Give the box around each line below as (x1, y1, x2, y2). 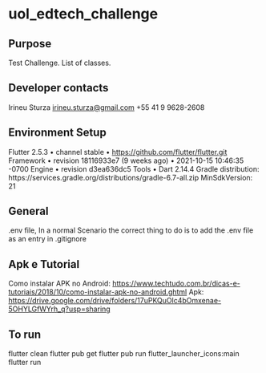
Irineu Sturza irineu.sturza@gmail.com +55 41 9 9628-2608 (8, 102, 205, 112)
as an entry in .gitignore (8, 234, 87, 244)
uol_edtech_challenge (8, 5, 159, 23)
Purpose (8, 37, 52, 51)
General (8, 205, 50, 218)
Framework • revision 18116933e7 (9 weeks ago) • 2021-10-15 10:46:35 (8, 156, 244, 165)
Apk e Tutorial (8, 257, 80, 271)
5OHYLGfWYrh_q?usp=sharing (8, 304, 111, 314)
